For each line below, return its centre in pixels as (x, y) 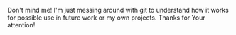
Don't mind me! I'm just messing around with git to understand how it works (118, 10)
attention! (21, 25)
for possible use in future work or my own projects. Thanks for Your (106, 17)
